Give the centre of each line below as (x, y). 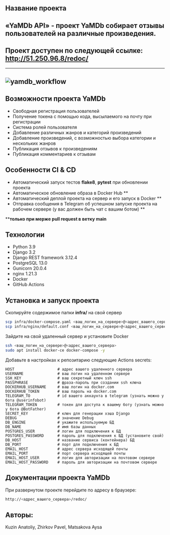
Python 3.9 (24, 247)
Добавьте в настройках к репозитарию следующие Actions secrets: (78, 360)
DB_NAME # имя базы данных (51, 427)
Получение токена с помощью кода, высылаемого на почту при (82, 116)
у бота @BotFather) (26, 409)
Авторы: (19, 515)
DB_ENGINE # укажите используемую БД (60, 422)
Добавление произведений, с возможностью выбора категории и (84, 138)
